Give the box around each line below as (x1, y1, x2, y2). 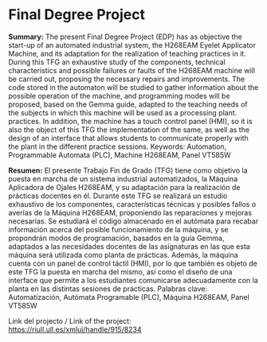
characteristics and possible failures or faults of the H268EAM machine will (8, 65, 255, 75)
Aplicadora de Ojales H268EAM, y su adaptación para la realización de (8, 182, 241, 192)
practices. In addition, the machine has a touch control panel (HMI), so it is (8, 116, 253, 126)
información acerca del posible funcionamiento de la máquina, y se (8, 224, 229, 234)
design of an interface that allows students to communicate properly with (8, 133, 249, 142)
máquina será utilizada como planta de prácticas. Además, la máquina (8, 250, 238, 259)
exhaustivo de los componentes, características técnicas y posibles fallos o (8, 199, 257, 208)
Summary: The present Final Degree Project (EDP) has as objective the (8, 32, 243, 41)
